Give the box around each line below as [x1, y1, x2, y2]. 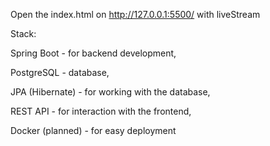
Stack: [10, 28, 37, 39]
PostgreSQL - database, [10, 67, 110, 78]
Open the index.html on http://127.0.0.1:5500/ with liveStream [10, 9, 261, 20]
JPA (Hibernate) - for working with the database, [10, 86, 211, 98]
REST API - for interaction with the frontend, [10, 105, 192, 117]
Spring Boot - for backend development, [10, 47, 177, 59]
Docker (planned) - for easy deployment [10, 125, 177, 136]
